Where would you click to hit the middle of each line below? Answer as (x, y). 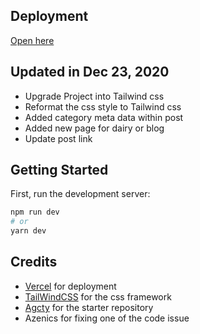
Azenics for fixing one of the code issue (107, 318)
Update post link (58, 138)
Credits (34, 262)
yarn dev (28, 231)
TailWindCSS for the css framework (98, 296)
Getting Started (59, 170)
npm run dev (35, 212)
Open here (32, 40)
